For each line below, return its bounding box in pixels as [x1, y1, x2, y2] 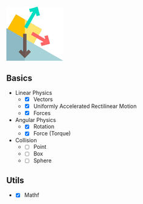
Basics [6, 73, 32, 83]
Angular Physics [15, 116, 57, 124]
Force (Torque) [33, 130, 71, 137]
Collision [15, 137, 38, 144]
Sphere [33, 157, 52, 164]
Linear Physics [15, 89, 52, 97]
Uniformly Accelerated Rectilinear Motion [33, 102, 137, 110]
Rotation [33, 123, 55, 130]
